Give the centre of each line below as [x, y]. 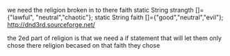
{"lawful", [21, 17]
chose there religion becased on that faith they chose [84, 45]
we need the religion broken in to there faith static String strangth [100, 10]
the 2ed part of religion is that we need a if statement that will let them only [115, 38]
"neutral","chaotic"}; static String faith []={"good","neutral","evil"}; [130, 17]
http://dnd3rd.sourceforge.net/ [51, 25]
